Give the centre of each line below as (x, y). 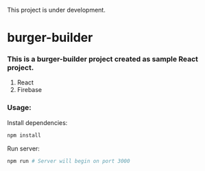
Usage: (20, 108)
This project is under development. (57, 10)
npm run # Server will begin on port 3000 (69, 161)
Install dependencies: (37, 122)
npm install (24, 135)
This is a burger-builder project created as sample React (103, 59)
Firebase (29, 90)
